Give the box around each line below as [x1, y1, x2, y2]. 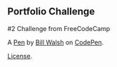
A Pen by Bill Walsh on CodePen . [7, 38, 104, 47]
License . [7, 51, 33, 60]
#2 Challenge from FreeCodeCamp [7, 24, 111, 32]
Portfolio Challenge [7, 6, 95, 18]
